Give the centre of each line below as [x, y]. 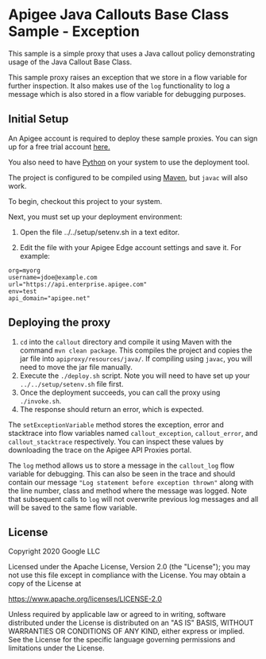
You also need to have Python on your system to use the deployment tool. [129, 162]
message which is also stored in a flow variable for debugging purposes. [127, 94]
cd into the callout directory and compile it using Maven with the [126, 341]
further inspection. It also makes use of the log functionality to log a [119, 86]
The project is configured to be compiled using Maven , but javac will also [128, 177]
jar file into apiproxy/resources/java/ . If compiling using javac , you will [136, 358]
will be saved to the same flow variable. [73, 507]
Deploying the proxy [60, 323]
